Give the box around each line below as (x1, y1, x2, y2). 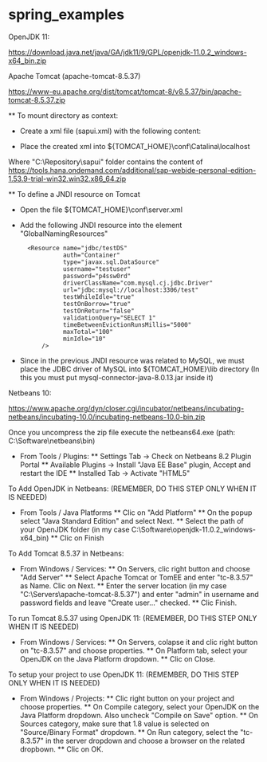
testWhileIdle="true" (62, 293, 135, 300)
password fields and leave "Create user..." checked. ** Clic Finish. (19, 598, 238, 607)
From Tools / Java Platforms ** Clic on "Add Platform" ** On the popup (19, 508, 253, 517)
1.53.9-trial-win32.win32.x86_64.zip (8, 174, 127, 183)
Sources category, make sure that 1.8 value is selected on (19, 719, 210, 729)
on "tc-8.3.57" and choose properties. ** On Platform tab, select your (19, 646, 248, 655)
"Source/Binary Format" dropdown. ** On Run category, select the (19, 727, 239, 736)
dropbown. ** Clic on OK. (19, 744, 104, 754)
